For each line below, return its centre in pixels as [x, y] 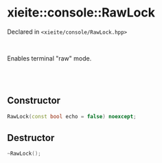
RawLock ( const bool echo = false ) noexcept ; [72, 116]
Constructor [34, 101]
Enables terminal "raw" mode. [49, 58]
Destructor [31, 138]
